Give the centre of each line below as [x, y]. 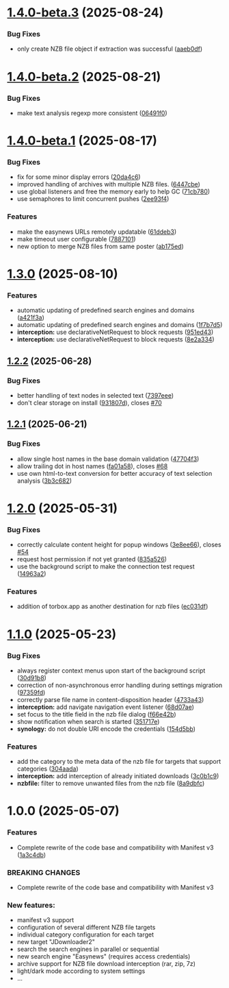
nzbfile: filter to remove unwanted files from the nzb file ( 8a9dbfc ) [111, 784]
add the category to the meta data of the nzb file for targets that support [119, 762]
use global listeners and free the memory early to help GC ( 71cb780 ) [113, 192]
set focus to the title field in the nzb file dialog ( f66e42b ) [96, 714]
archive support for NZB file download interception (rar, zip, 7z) [106, 964]
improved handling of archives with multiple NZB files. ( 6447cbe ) [108, 184]
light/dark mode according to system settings [81, 971]
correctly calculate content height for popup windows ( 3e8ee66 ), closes [119, 545]
